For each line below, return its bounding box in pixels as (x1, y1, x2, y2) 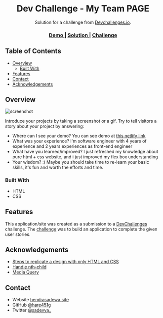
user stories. (5, 231, 31, 237)
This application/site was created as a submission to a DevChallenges (5, 221, 147, 227)
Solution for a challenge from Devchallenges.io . (35, 19, 131, 25)
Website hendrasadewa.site (12, 297, 69, 303)
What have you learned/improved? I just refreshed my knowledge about (12, 149, 159, 155)
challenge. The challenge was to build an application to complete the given (5, 226, 158, 232)
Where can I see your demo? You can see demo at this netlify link (12, 133, 146, 139)
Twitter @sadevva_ (12, 307, 51, 313)
